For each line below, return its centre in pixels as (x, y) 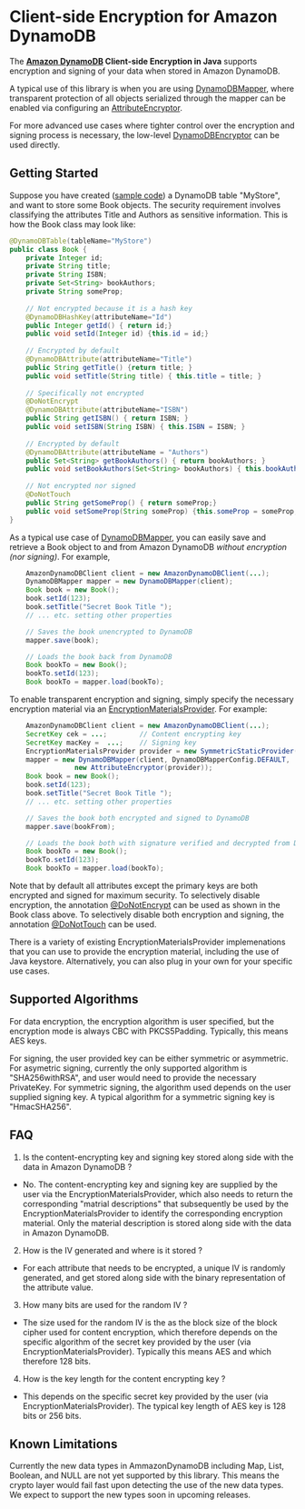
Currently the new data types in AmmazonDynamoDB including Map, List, (147, 1466)
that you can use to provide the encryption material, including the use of (144, 951)
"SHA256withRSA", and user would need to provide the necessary (133, 1077)
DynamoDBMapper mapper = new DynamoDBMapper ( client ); (129, 582)
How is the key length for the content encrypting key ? (124, 1378)
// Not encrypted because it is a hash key (109, 308)
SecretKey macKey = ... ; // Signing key (111, 743)
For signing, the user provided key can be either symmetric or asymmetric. (149, 1058)
